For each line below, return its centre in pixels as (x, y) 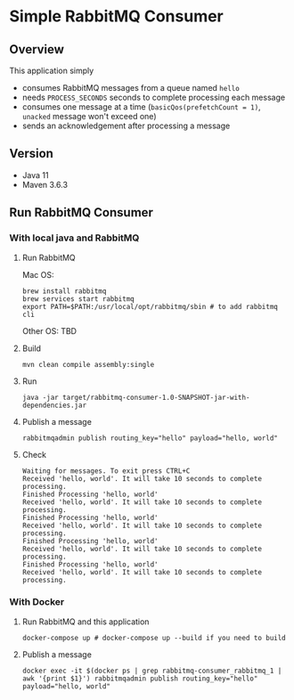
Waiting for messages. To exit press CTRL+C (106, 471)
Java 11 (35, 175)
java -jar (41, 397)
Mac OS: (38, 274)
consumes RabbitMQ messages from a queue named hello (131, 88)
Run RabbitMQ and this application (86, 622)
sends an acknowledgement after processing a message (126, 126)
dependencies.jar (54, 405)
